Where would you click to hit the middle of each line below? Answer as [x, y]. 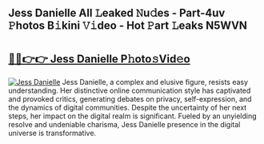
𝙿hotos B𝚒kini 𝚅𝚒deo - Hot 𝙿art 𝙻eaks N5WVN [128, 26]
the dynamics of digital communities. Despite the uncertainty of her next [128, 108]
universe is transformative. [52, 133]
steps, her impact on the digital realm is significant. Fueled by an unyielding [133, 116]
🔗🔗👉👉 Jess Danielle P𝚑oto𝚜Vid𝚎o [99, 59]
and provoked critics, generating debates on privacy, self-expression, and [130, 99]
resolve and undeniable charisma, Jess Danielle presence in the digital [124, 124]
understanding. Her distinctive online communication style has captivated [130, 90]
